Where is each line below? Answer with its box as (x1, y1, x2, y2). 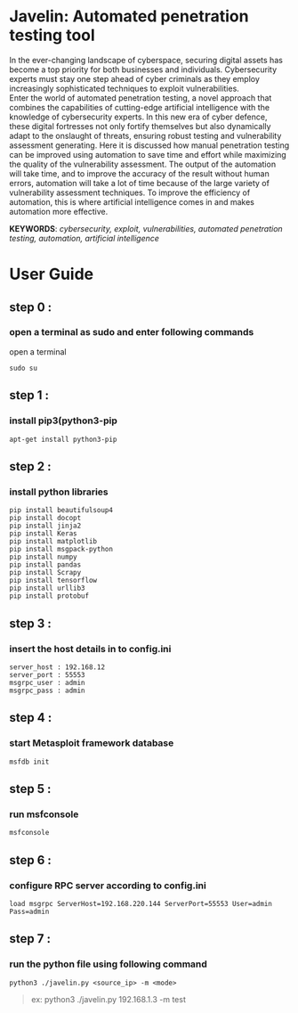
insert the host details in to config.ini (9, 642, 172, 655)
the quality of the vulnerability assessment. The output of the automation (9, 159, 277, 169)
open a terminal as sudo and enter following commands (9, 326, 254, 339)
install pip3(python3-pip (9, 414, 118, 427)
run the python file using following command (9, 958, 207, 970)
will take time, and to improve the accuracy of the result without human (9, 167, 270, 179)
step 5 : (9, 781, 52, 797)
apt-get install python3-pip (9, 435, 117, 444)
